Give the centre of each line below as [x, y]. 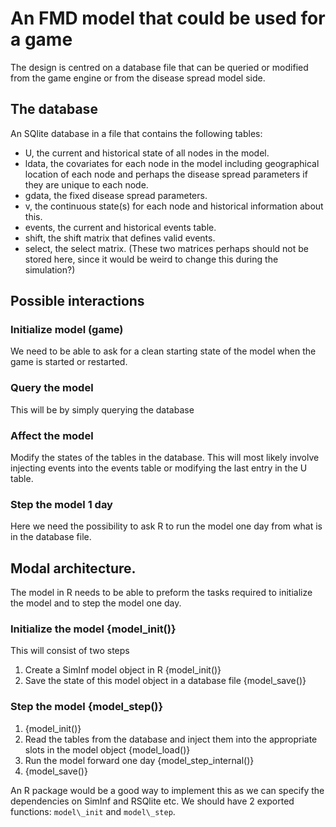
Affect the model [52, 435]
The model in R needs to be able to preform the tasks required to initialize [161, 593]
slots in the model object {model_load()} [107, 749]
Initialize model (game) [67, 330]
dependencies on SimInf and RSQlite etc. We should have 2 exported [152, 801]
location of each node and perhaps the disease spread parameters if [166, 174]
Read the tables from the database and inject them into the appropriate [171, 739]
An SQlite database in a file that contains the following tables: [136, 133]
